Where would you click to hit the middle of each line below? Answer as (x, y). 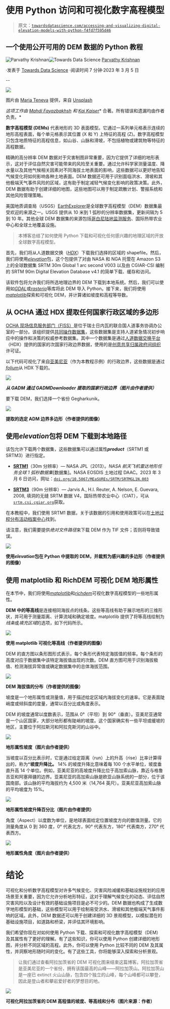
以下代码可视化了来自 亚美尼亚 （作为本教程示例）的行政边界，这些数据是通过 (85, 361)
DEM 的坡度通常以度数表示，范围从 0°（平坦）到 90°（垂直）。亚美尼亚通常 (84, 714)
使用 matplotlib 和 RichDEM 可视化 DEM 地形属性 (82, 580)
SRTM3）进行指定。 (27, 456)
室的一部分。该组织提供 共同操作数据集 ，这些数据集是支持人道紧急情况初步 (83, 331)
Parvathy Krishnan (121, 60)
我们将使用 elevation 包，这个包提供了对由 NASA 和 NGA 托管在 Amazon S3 (83, 259)
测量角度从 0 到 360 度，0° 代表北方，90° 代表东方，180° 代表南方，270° (82, 827)
